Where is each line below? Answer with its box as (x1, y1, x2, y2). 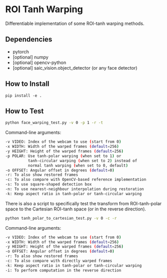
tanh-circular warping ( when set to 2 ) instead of (27, 158, 138, 163)
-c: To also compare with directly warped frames (5, 258, 113, 263)
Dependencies (5, 35, 52, 44)
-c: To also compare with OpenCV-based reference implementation (5, 177, 146, 182)
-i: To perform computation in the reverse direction (5, 268, 122, 273)
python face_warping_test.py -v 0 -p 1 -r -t (5, 120, 103, 126)
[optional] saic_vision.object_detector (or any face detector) (12, 65, 138, 71)
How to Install (5, 80, 50, 88)
